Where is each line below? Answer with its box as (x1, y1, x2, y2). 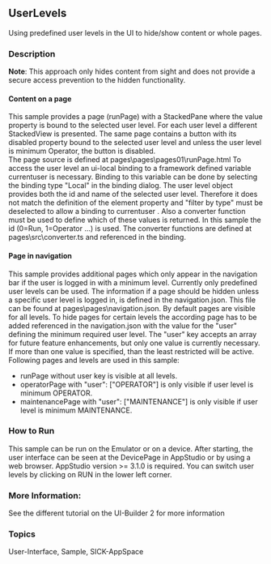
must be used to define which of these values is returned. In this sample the (8, 215, 261, 225)
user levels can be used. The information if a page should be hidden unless (8, 286, 260, 296)
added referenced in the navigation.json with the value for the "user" (8, 320, 237, 331)
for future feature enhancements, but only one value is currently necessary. (8, 338, 260, 348)
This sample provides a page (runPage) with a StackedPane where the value (8, 112, 263, 122)
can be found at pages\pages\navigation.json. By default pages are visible (8, 303, 256, 313)
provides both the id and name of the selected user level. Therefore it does (8, 190, 258, 199)
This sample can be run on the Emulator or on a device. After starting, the (8, 443, 253, 453)
